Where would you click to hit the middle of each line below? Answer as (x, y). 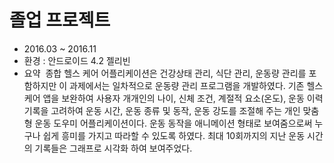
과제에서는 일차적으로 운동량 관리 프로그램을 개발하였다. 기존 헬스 (196, 85)
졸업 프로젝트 (60, 20)
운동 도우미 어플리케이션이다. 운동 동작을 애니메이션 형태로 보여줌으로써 (173, 123)
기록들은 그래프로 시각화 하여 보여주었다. (113, 148)
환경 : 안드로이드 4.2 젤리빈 (77, 60)
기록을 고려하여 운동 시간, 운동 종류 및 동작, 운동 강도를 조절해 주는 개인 (162, 110)
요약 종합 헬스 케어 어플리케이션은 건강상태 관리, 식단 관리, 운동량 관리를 (165, 73)
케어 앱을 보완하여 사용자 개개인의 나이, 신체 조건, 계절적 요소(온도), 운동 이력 (173, 98)
